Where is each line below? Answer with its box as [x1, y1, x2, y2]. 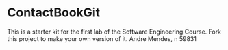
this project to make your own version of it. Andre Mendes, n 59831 [7, 34, 197, 42]
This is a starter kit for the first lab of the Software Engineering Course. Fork [7, 27, 221, 36]
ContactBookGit [7, 5, 101, 21]
